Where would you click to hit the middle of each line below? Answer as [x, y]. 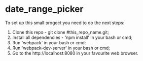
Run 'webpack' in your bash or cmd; [49, 42]
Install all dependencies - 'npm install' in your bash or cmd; [72, 37]
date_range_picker [44, 9]
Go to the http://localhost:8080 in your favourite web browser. [75, 53]
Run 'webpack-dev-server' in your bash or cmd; [61, 48]
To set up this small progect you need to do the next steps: [65, 23]
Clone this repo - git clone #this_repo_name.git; [61, 32]
